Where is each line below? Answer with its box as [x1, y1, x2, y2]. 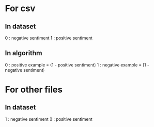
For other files [5, 84, 63, 95]
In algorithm [5, 49, 43, 57]
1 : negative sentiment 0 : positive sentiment [5, 116, 93, 122]
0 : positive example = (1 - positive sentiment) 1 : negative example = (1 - [5, 62, 149, 68]
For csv [5, 3, 35, 14]
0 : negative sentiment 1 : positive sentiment [5, 35, 93, 41]
